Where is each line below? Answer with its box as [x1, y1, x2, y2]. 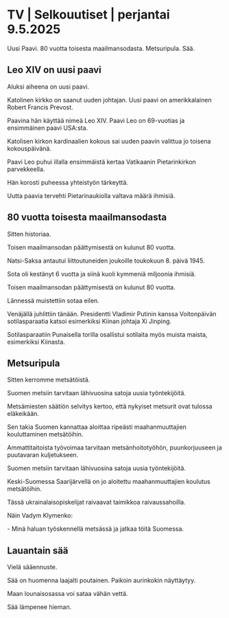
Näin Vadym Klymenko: [7, 511, 73, 520]
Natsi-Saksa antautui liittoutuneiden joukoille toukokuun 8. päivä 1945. [7, 256, 206, 265]
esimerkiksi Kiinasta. [7, 338, 65, 346]
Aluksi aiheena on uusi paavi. [7, 82, 90, 91]
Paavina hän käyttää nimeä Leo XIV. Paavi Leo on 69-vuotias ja [7, 116, 185, 124]
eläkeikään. [7, 410, 40, 418]
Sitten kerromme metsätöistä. [7, 375, 91, 384]
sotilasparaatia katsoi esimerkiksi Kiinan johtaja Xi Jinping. [7, 317, 172, 325]
